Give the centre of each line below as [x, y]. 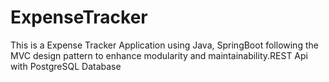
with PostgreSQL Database [66, 66]
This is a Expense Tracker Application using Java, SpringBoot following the [164, 45]
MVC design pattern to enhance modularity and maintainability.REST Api [159, 55]
